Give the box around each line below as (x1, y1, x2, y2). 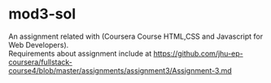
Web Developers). (8, 39, 69, 49)
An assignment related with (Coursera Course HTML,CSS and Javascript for (8, 31, 263, 41)
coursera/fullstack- (8, 57, 73, 67)
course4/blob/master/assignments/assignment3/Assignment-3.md (8, 65, 232, 75)
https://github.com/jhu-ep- (153, 48, 243, 58)
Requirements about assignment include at (8, 48, 152, 58)
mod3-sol (8, 5, 76, 23)
